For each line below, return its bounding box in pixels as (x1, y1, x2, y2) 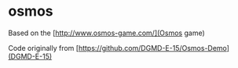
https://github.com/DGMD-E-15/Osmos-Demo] (78, 43, 230, 52)
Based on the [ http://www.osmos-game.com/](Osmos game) (8, 28, 206, 38)
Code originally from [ (8, 43, 79, 52)
